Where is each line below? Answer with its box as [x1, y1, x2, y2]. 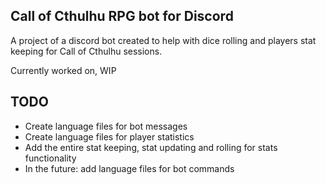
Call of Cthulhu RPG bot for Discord [10, 8, 234, 25]
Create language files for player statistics [24, 130, 195, 143]
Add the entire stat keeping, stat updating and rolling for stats [24, 141, 278, 153]
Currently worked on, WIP [10, 64, 117, 76]
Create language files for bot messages [24, 120, 188, 132]
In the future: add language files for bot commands [24, 162, 235, 174]
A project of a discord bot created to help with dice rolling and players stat [10, 34, 317, 46]
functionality [24, 152, 77, 164]
